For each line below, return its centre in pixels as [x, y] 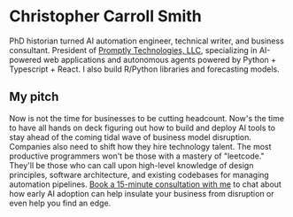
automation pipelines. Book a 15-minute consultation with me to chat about [145, 184]
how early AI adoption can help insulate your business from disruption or [142, 193]
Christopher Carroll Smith [105, 16]
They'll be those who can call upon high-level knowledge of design [131, 165]
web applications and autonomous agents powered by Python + [160, 59]
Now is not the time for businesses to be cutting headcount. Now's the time [147, 118]
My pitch [34, 97]
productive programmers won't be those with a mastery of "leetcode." [137, 156]
